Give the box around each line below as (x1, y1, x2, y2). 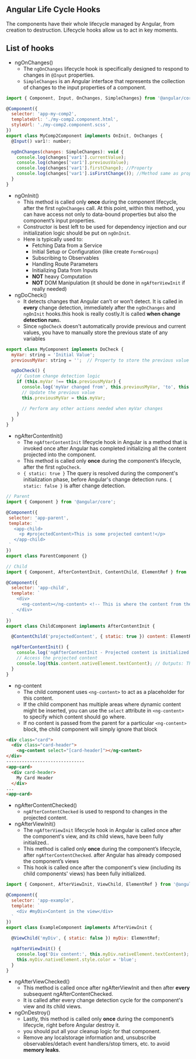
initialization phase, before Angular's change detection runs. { (23, 476, 172, 483)
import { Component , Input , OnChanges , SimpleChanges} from (6, 95, 156, 101)
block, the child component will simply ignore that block (23, 726, 157, 733)
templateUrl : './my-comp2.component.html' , (11, 116, 118, 122)
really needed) (32, 285, 67, 292)
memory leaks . (23, 1047, 61, 1054)
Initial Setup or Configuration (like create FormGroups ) (32, 248, 159, 255)
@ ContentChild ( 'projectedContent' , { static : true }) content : (11, 634, 168, 639)
